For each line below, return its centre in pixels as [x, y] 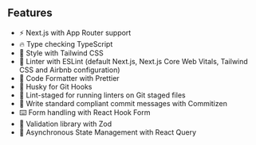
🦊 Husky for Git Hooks [55, 86]
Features [30, 13]
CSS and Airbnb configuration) [69, 70]
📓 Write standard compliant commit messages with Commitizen [123, 103]
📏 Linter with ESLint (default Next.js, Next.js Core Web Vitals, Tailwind [133, 61]
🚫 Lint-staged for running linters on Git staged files [102, 95]
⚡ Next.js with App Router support [75, 32]
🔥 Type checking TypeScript [66, 44]
